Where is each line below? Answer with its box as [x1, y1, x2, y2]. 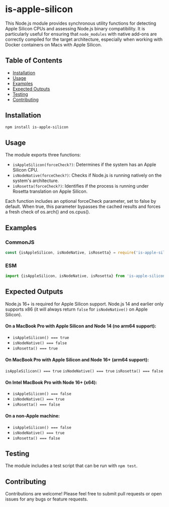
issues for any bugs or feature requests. [5, 496, 88, 502]
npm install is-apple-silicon [5, 125, 69, 130]
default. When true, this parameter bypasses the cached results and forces [5, 203, 161, 210]
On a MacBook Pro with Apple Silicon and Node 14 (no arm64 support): [5, 323, 156, 329]
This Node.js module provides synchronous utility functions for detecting [5, 20, 156, 26]
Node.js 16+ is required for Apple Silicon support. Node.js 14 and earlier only [5, 301, 164, 307]
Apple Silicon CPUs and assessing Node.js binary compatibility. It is [5, 25, 145, 31]
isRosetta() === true [12, 346, 58, 351]
